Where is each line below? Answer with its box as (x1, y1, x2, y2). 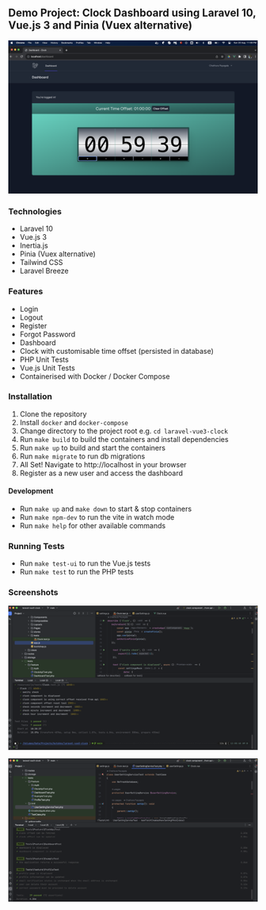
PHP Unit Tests (19, 355, 69, 364)
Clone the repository (19, 409, 87, 419)
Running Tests (8, 540, 65, 551)
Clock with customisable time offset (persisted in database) (19, 346, 214, 355)
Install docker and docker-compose (19, 417, 129, 427)
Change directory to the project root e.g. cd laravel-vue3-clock (19, 426, 228, 436)
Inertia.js (19, 241, 49, 251)
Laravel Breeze (19, 266, 69, 276)
